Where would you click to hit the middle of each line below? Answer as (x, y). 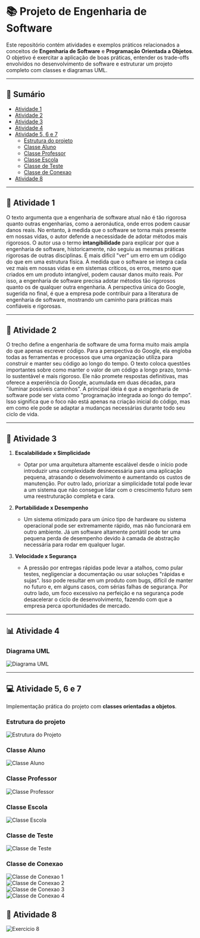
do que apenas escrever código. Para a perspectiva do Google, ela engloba (99, 351)
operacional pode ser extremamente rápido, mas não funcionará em (107, 526)
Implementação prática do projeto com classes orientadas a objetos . (91, 706)
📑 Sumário (26, 95)
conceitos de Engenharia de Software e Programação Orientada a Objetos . (100, 51)
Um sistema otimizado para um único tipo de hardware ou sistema (105, 519)
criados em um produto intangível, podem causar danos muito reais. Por (95, 274)
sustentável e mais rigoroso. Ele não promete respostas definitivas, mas (100, 376)
